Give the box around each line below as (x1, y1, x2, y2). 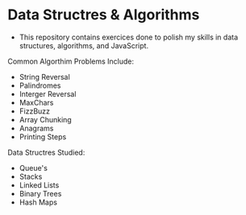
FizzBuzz (19, 106, 50, 116)
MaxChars (19, 97, 54, 107)
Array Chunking (19, 114, 72, 124)
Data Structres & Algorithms (7, 6, 200, 24)
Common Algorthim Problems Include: (7, 56, 135, 66)
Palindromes (19, 81, 61, 90)
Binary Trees (19, 188, 62, 198)
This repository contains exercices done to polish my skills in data (19, 32, 239, 42)
